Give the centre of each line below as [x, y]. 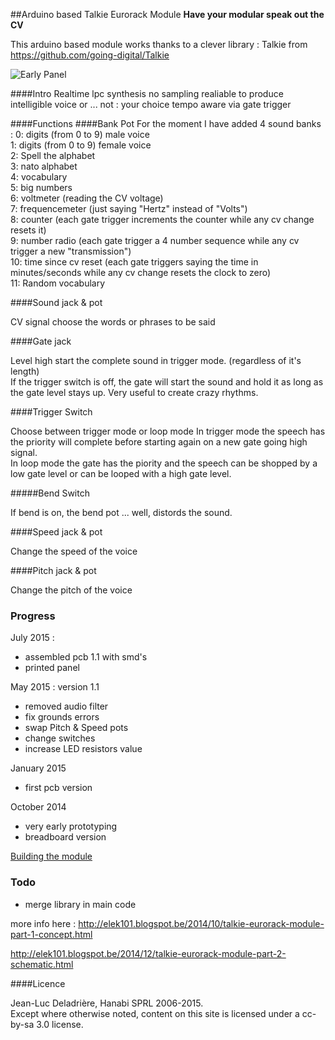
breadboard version [65, 837]
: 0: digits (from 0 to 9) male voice [80, 134]
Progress [33, 616]
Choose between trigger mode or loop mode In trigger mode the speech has [168, 431]
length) [25, 371]
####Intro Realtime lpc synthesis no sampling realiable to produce [147, 93]
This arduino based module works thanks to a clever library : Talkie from [159, 44]
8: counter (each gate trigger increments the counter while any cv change [162, 219]
